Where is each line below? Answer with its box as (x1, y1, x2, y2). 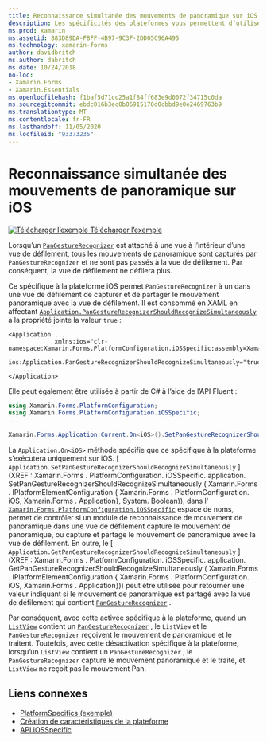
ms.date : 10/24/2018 (8, 64, 77, 72)
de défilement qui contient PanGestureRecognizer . (8, 598, 172, 607)
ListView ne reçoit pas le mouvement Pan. (8, 664, 147, 673)
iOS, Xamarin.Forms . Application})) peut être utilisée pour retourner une (8, 581, 245, 591)
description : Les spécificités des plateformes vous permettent (8, 19, 226, 27)
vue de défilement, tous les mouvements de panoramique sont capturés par (8, 249, 257, 258)
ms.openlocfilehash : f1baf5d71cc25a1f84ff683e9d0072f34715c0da (8, 93, 222, 101)
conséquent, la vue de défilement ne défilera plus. (8, 265, 173, 275)
